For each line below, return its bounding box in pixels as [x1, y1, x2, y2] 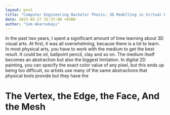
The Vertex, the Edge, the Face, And [5, 90, 160, 102]
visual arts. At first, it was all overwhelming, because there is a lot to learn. [5, 41, 160, 47]
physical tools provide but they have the [5, 73, 89, 79]
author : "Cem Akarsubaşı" [5, 21, 60, 27]
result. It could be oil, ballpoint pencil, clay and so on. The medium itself [5, 51, 155, 57]
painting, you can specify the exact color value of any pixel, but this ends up [5, 62, 164, 68]
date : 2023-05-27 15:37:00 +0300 [5, 17, 76, 22]
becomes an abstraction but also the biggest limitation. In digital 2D [5, 56, 146, 63]
